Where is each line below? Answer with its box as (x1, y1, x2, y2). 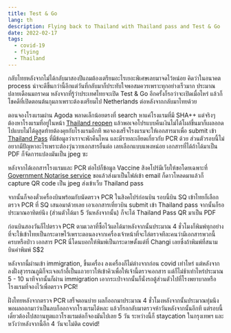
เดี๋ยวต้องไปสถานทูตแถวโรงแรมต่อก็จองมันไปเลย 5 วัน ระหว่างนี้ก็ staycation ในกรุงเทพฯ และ (8, 312, 224, 320)
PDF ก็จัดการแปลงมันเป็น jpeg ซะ (8, 150, 88, 158)
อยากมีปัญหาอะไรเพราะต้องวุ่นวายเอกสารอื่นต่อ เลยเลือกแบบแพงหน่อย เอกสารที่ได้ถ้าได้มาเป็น (8, 142, 218, 150)
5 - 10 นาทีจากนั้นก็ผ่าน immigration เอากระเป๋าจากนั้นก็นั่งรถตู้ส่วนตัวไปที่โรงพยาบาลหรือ (8, 274, 217, 283)
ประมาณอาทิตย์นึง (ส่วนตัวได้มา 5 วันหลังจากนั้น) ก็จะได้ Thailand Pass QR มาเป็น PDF (8, 208, 216, 216)
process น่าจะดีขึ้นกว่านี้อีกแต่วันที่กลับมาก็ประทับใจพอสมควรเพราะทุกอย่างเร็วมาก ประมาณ (8, 81, 216, 90)
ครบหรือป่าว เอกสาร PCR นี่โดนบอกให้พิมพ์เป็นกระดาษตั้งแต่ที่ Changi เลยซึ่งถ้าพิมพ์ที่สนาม (8, 237, 219, 245)
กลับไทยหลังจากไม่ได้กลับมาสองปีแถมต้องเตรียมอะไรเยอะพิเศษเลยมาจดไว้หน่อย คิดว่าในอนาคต (8, 74, 221, 82)
